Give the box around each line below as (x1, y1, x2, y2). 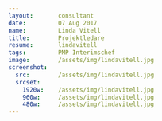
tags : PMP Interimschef (8, 49, 115, 57)
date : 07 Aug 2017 (8, 19, 98, 27)
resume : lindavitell (8, 41, 98, 49)
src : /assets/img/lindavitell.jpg (15, 71, 155, 79)
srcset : (15, 78, 41, 86)
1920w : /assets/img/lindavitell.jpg (22, 85, 155, 94)
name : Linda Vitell (8, 26, 102, 34)
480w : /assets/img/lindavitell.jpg (22, 100, 155, 108)
